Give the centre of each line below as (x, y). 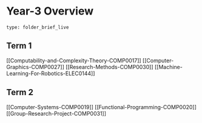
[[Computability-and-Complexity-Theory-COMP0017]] (74, 60)
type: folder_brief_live (38, 27)
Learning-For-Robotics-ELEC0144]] (51, 73)
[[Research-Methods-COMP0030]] (109, 67)
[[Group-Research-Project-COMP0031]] (56, 113)
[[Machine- (169, 67)
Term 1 (19, 46)
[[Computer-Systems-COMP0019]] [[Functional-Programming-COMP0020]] (102, 107)
